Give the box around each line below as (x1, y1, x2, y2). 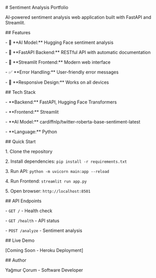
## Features (5, 30, 30, 35)
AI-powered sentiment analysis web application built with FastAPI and (5, 14, 151, 20)
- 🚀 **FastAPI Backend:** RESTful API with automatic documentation (5, 49, 151, 55)
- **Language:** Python (5, 129, 57, 135)
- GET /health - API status (5, 218, 59, 223)
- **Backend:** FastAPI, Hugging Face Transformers (5, 99, 117, 105)
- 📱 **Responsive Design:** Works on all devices (5, 79, 109, 85)
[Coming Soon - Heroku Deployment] (5, 247, 84, 253)
